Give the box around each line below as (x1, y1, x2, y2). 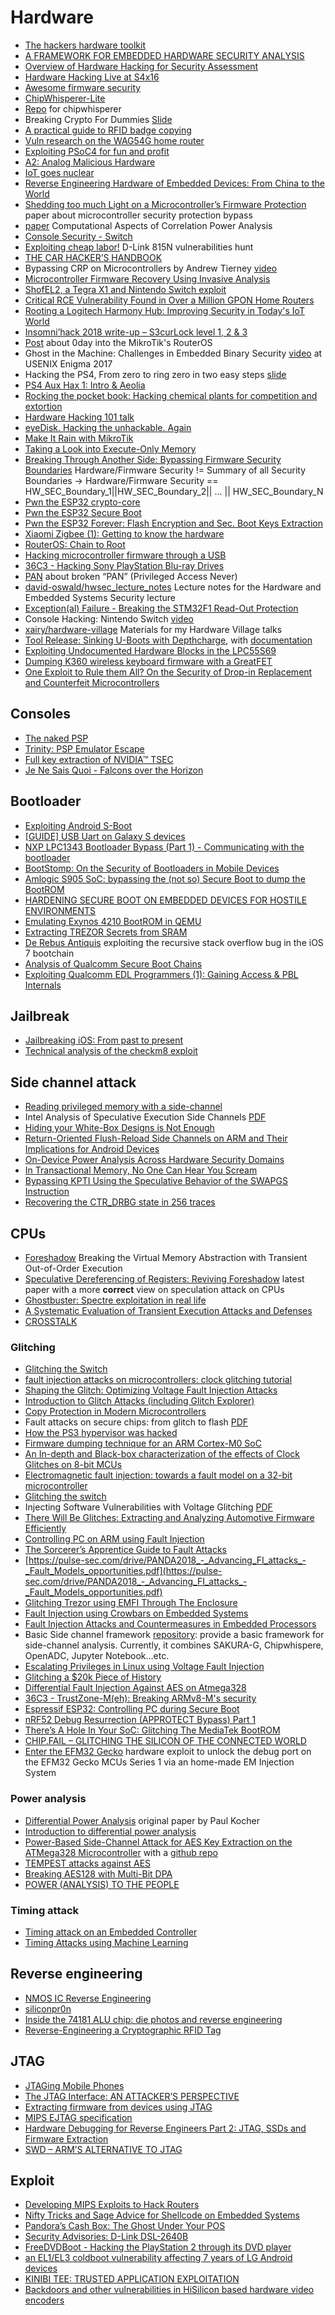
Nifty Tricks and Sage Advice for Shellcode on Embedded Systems (24, 2209, 300, 2221)
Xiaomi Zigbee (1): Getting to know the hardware (24, 527, 225, 540)
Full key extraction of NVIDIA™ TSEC (24, 753, 174, 765)
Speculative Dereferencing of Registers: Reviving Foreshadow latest (24, 1273, 305, 1285)
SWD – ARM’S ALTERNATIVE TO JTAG (24, 2143, 183, 2155)
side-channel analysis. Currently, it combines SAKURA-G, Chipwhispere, (24, 1639, 324, 1651)
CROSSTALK (24, 1316, 78, 1327)
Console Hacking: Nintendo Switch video (24, 612, 194, 625)
